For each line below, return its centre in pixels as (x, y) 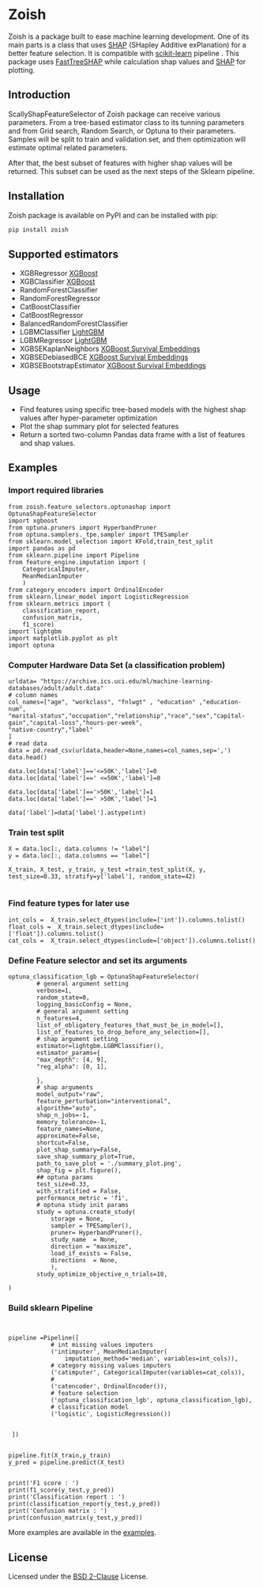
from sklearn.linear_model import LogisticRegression (99, 597)
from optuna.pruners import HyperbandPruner (83, 527)
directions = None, (84, 1260)
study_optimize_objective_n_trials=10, (102, 1274)
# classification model (89, 1407)
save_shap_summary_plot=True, (86, 1156)
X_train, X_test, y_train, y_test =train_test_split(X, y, (107, 870)
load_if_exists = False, (91, 1253)
